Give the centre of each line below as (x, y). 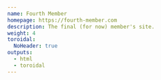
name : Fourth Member (37, 14)
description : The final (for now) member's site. (81, 26)
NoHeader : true (36, 46)
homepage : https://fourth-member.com (62, 20)
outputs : (20, 53)
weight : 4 (22, 33)
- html (23, 59)
